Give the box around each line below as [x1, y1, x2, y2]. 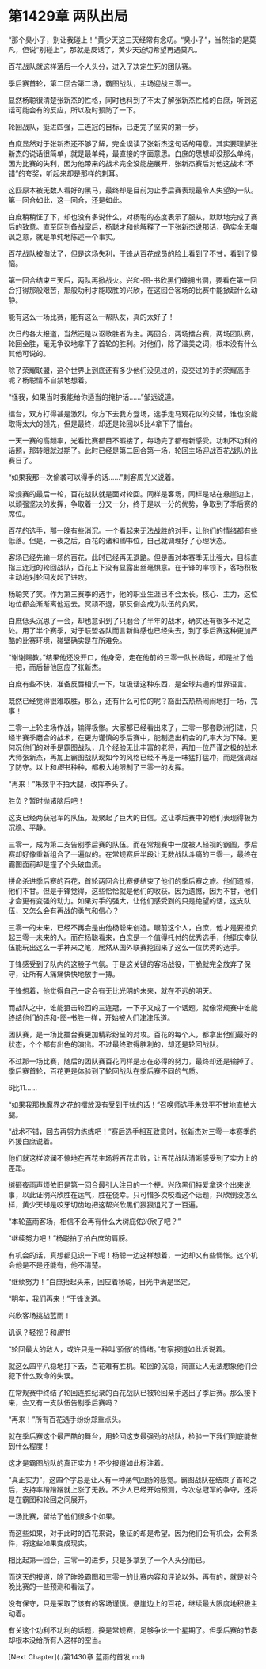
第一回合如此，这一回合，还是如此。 [8, 195, 127, 204]
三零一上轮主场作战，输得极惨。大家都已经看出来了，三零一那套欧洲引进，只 [8, 722, 258, 732]
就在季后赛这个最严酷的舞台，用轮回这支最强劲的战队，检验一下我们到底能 [8, 1431, 251, 1441]
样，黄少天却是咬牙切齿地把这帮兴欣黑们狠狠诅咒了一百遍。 [8, 1199, 203, 1209]
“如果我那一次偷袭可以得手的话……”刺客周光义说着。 [8, 472, 179, 481]
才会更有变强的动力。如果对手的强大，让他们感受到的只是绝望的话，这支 [8, 895, 244, 905]
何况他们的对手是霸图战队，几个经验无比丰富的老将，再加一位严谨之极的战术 [8, 742, 258, 752]
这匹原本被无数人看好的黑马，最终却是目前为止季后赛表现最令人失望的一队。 [8, 185, 258, 195]
